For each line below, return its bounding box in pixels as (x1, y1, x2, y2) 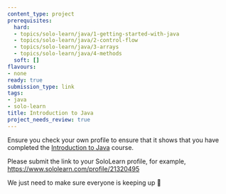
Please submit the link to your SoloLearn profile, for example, (7, 157, 186, 166)
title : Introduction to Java (7, 109, 94, 117)
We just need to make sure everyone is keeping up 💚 (7, 178, 161, 187)
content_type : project (7, 10, 75, 18)
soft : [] (14, 57, 40, 64)
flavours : (7, 63, 37, 70)
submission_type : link (7, 83, 75, 90)
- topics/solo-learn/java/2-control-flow (14, 37, 139, 44)
